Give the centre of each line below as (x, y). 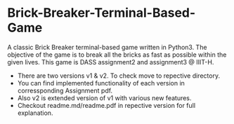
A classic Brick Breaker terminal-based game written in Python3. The (107, 47)
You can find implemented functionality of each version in (101, 83)
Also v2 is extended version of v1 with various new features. (104, 98)
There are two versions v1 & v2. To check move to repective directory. (118, 76)
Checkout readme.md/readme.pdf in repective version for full (106, 105)
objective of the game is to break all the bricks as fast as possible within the (117, 55)
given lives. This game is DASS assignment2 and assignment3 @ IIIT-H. (111, 62)
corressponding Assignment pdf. (65, 90)
